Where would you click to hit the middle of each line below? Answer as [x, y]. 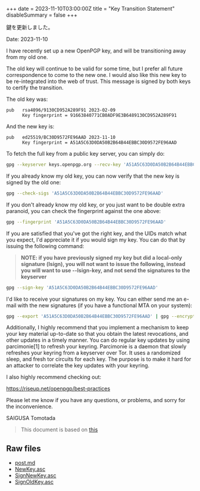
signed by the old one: [34, 182]
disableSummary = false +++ [42, 15]
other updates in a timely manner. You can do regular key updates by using [98, 340]
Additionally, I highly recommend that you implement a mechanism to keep [98, 328]
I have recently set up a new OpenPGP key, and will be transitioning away [96, 51]
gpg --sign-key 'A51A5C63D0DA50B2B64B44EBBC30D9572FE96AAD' [82, 288]
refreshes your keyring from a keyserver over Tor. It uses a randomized [93, 353]
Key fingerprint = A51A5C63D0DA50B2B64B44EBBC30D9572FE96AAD [99, 143]
